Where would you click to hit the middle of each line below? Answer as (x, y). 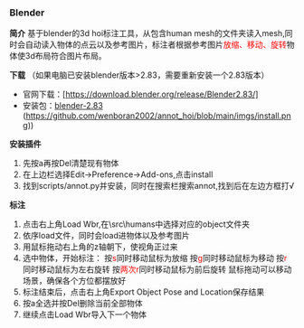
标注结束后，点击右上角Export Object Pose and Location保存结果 (143, 292)
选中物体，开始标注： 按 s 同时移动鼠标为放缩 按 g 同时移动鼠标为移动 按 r (155, 258)
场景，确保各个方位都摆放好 (74, 281)
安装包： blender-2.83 (63, 106)
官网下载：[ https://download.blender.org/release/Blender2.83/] (140, 94)
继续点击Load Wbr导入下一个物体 (85, 314)
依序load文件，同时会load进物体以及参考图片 (106, 236)
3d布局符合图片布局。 (66, 56)
